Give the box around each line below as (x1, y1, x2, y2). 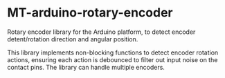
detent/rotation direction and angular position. (7, 35, 138, 43)
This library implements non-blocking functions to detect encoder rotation (7, 48, 219, 57)
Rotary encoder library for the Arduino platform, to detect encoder (7, 28, 196, 36)
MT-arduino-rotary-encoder (7, 5, 173, 21)
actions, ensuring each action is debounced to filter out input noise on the (7, 55, 218, 64)
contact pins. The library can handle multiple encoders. (7, 63, 165, 71)
